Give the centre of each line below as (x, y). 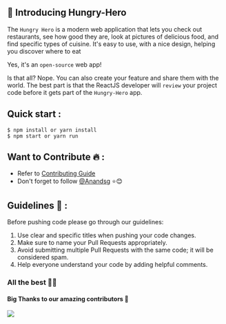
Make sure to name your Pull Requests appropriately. (92, 243)
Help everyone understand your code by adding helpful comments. (112, 265)
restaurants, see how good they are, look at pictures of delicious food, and (113, 36)
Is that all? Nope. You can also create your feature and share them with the (113, 78)
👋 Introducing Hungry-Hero (67, 13)
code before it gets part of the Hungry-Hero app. (75, 92)
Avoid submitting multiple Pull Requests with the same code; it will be (115, 250)
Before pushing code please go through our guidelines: (85, 222)
